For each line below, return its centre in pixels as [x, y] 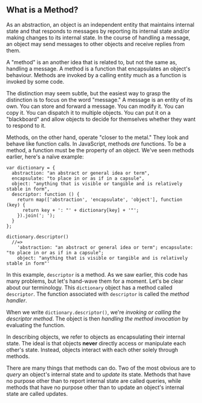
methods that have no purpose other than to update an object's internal [95, 387]
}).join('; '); [36, 215]
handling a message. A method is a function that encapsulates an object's [98, 69]
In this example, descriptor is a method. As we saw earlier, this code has [97, 274]
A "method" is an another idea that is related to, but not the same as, [92, 62]
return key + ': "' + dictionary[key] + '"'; [80, 210]
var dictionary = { [31, 168]
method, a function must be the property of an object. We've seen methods [100, 150]
